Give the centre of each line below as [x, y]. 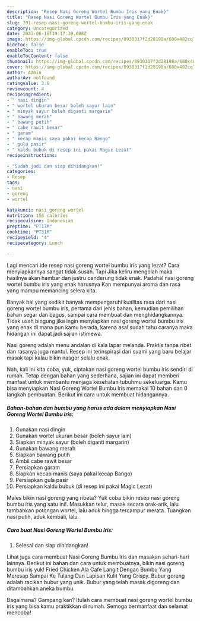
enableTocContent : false [37, 56]
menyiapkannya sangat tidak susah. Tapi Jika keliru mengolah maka [90, 272]
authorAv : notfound [31, 78]
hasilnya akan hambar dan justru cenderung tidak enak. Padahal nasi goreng [100, 278]
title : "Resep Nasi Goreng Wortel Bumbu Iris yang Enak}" [80, 17]
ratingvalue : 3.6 [28, 84]
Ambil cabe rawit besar [44, 461]
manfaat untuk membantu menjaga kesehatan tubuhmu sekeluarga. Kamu [97, 382]
